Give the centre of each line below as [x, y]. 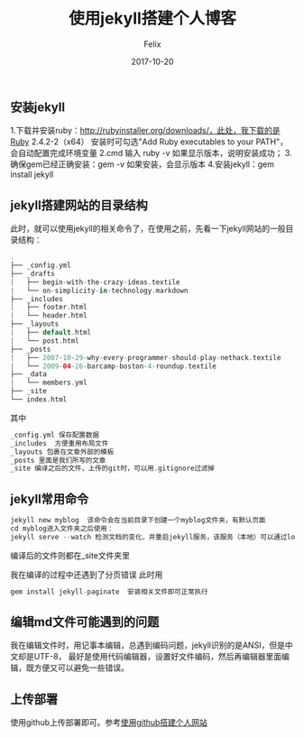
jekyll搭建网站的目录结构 [79, 205]
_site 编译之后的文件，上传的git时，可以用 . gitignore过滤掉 [112, 469]
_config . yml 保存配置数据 [55, 435]
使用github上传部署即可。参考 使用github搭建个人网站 [109, 723]
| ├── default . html [51, 333]
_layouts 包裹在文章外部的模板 [62, 452]
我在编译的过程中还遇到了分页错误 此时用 [87, 575]
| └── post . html [45, 341]
